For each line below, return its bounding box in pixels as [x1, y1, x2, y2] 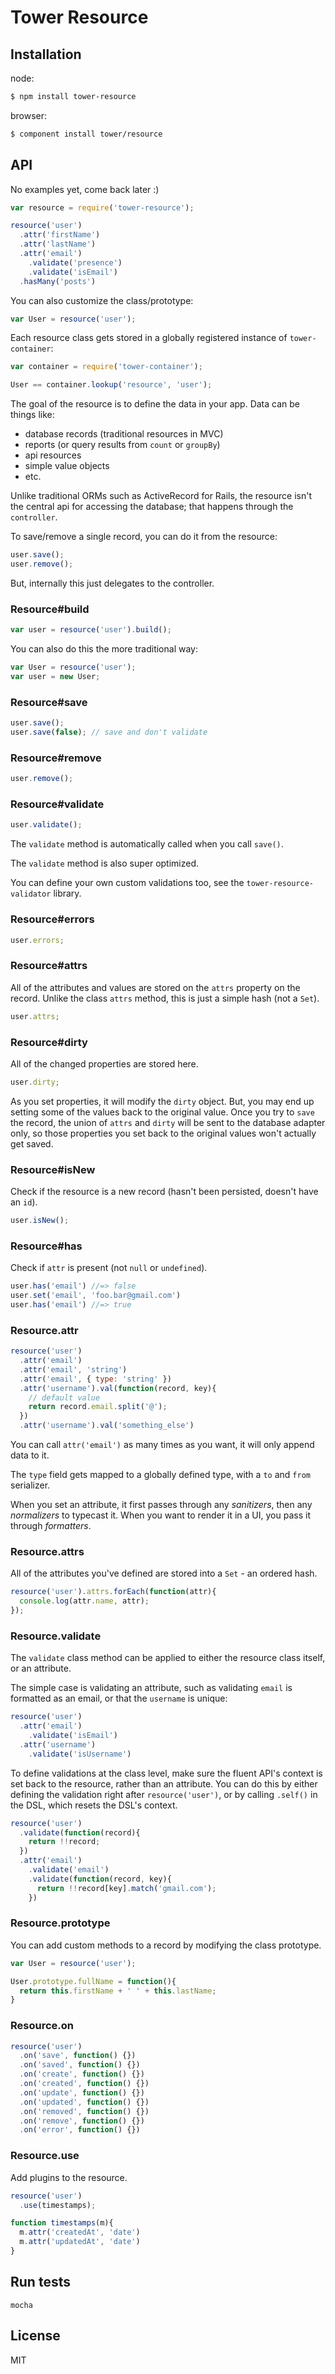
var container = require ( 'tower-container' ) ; [10, 362, 203, 372]
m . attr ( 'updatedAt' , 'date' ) [19, 2237, 141, 2247]
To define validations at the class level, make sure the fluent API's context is [10, 1767, 323, 1779]
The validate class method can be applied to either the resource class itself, [10, 1652, 326, 1664]
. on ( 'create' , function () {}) [19, 2069, 145, 2080]
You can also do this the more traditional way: [10, 643, 198, 655]
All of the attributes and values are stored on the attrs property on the [10, 981, 301, 993]
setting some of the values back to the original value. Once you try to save [10, 1106, 315, 1118]
